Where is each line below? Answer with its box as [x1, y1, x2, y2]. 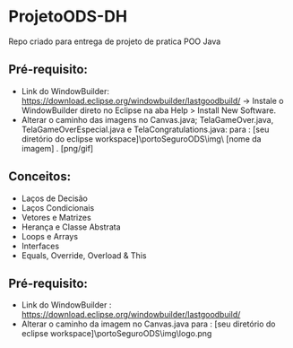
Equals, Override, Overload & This [21, 249, 147, 261]
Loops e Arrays [21, 231, 78, 241]
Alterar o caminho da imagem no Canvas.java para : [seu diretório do [21, 318, 276, 329]
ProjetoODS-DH [8, 6, 127, 27]
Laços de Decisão [21, 193, 89, 204]
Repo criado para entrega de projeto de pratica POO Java [8, 36, 221, 47]
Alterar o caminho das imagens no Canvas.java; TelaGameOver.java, [21, 114, 274, 125]
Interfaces [21, 240, 60, 251]
